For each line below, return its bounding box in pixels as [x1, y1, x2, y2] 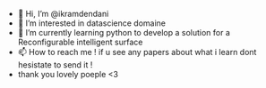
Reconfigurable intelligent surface [17, 36, 143, 47]
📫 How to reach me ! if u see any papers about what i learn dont [17, 47, 257, 57]
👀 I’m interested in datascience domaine [17, 18, 166, 28]
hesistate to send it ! [17, 60, 93, 70]
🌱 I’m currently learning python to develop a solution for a [17, 28, 231, 37]
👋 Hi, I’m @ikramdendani [17, 9, 109, 19]
